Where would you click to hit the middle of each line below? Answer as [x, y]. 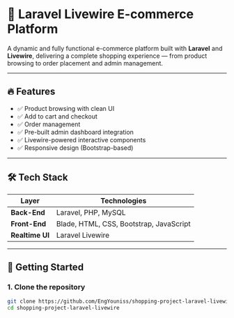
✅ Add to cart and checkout [57, 116]
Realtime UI [30, 235]
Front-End [29, 224]
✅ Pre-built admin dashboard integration [76, 132]
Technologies [124, 200]
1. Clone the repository [46, 287]
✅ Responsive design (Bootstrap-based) [75, 147]
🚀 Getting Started [46, 267]
